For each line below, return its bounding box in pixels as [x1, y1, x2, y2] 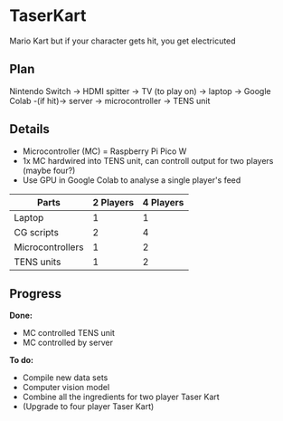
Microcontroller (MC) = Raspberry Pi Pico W [22, 146, 187, 157]
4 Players [142, 196, 184, 208]
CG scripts [14, 225, 59, 238]
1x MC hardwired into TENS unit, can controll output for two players [22, 155, 274, 166]
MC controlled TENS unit [22, 328, 116, 339]
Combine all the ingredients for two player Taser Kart [22, 391, 220, 403]
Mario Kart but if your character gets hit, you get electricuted [9, 35, 237, 46]
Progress [9, 286, 61, 301]
